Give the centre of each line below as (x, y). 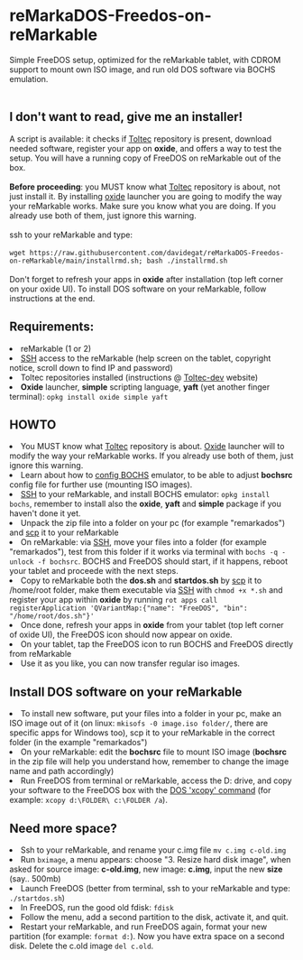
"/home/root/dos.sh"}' (52, 616)
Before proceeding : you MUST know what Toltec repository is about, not (145, 187)
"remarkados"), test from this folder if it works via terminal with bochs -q (143, 552)
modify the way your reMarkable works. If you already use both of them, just (151, 456)
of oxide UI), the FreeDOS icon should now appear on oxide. (121, 635)
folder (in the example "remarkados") (78, 743)
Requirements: (52, 327)
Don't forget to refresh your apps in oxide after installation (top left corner (147, 279)
